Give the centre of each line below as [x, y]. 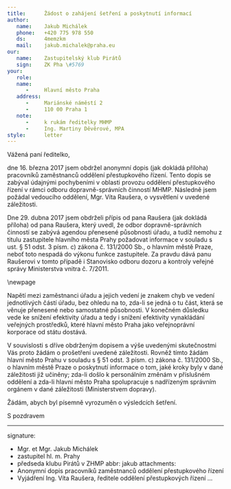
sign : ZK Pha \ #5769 [50, 65]
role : [24, 77]
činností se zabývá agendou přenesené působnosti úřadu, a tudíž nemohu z [114, 232]
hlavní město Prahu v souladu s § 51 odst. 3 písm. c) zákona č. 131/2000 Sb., [115, 360]
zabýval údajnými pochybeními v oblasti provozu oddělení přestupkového [111, 182]
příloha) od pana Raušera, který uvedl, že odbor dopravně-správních [104, 225]
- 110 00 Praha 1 [56, 109]
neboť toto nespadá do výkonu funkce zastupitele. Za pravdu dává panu [109, 254]
